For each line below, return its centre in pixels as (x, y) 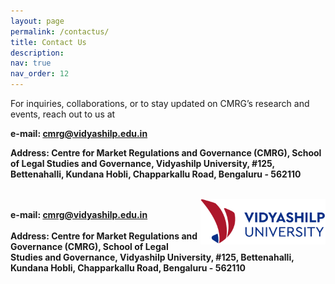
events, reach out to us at (63, 114)
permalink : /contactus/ (60, 31)
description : (37, 53)
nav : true (31, 63)
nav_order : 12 (40, 74)
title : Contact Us (48, 42)
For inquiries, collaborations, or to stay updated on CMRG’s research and (160, 103)
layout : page (37, 21)
